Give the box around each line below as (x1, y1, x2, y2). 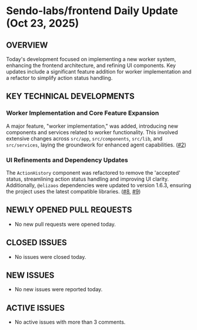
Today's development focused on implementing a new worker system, (6, 56, 176, 62)
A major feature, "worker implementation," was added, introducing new (6, 122, 178, 129)
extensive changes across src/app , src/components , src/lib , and (6, 135, 163, 142)
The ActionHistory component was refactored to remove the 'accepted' (6, 169, 181, 176)
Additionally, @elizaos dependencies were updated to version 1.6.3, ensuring (6, 181, 191, 189)
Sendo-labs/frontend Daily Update (6, 4, 178, 18)
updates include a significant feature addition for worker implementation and (6, 68, 192, 75)
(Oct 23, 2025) (6, 16, 79, 30)
